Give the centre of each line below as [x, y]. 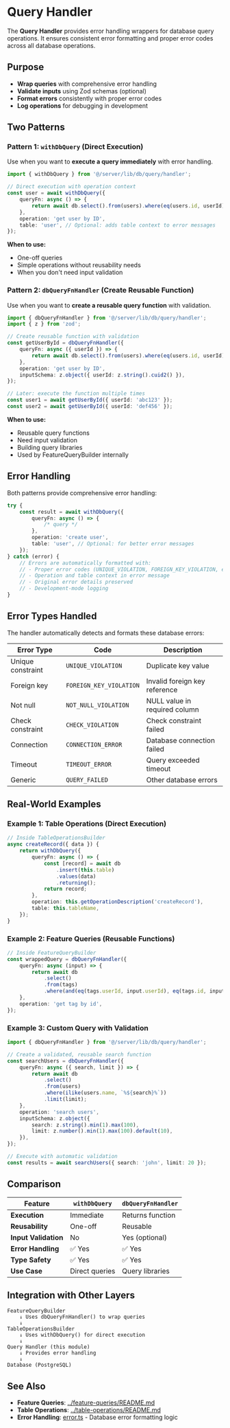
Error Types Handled [52, 616]
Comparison [34, 1185]
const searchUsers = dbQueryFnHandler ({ [66, 1061]
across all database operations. [51, 45]
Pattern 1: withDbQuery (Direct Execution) [75, 147]
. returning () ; [76, 883]
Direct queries [92, 1271]
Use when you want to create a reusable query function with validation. [109, 305]
